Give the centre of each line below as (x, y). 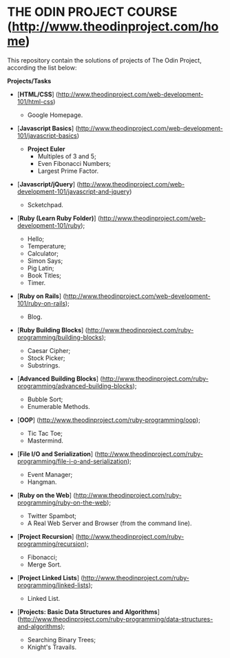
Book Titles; (44, 275)
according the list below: (42, 67)
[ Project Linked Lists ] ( (50, 577)
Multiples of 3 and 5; (67, 156)
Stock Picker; (46, 358)
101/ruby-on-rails (41, 303)
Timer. (36, 282)
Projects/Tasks (29, 81)
